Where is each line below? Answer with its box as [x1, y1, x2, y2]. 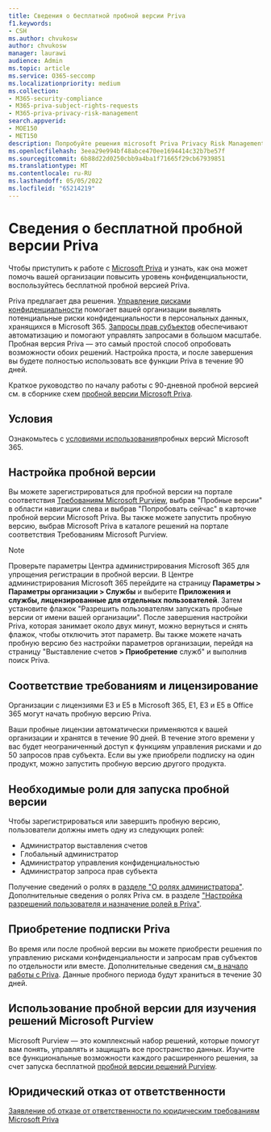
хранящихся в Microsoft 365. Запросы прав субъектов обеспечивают [8, 321, 248, 331]
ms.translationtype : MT [8, 162, 89, 170]
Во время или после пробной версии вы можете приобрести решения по [8, 944, 262, 954]
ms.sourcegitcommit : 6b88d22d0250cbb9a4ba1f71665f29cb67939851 [8, 154, 226, 162]
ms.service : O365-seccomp [8, 72, 95, 80]
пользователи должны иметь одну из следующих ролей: [8, 824, 204, 834]
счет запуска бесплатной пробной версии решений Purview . [8, 1061, 218, 1071]
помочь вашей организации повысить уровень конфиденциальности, [8, 271, 248, 281]
